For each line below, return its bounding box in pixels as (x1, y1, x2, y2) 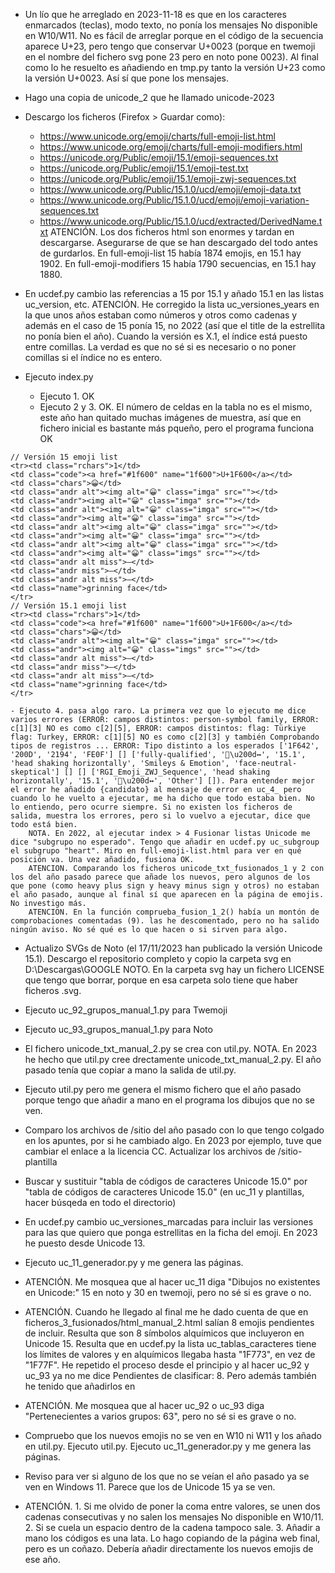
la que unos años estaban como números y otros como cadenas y (24, 309, 298, 321)
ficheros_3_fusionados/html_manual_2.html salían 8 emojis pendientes (24, 1317, 315, 1328)
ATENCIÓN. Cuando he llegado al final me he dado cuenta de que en (24, 1306, 309, 1318)
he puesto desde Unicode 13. (24, 1237, 146, 1249)
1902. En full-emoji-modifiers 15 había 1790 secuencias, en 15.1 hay (39, 258, 317, 269)
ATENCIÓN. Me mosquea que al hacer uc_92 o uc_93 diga (24, 1400, 265, 1411)
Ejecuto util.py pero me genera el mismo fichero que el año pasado (24, 1084, 302, 1095)
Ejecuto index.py (24, 371, 94, 383)
